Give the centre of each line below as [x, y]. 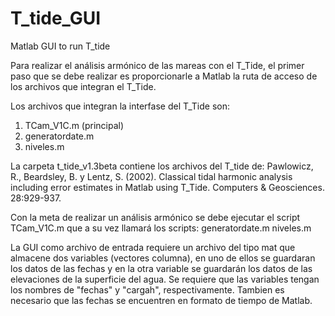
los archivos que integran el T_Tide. [83, 86]
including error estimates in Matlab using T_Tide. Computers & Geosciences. [167, 187]
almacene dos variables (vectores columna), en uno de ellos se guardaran [163, 258]
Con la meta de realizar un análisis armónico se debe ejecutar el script [155, 217]
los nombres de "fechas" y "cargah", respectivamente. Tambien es [147, 289]
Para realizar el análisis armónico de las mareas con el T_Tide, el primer [157, 65]
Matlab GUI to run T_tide [60, 46]
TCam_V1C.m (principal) [74, 125]
